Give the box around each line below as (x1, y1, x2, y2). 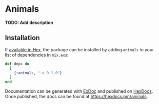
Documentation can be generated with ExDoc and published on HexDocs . (5, 88, 153, 94)
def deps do (5, 61, 29, 66)
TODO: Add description (5, 20, 54, 25)
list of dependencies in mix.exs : (5, 52, 69, 58)
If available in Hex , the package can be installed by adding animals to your (5, 46, 154, 52)
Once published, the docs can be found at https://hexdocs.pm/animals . (5, 94, 148, 100)
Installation (5, 34, 40, 42)
